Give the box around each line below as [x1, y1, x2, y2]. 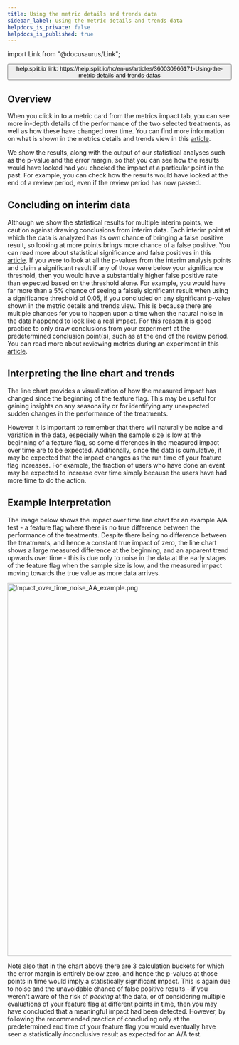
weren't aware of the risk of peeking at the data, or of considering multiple [7, 992, 225, 1000]
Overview [7, 93, 52, 105]
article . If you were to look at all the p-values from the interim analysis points [7, 256, 232, 264]
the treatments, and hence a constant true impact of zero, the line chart [7, 538, 217, 547]
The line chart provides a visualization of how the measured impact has [7, 386, 217, 395]
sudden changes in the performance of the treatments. [7, 409, 169, 418]
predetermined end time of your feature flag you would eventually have [7, 1022, 216, 1031]
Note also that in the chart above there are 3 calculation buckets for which [7, 962, 225, 970]
